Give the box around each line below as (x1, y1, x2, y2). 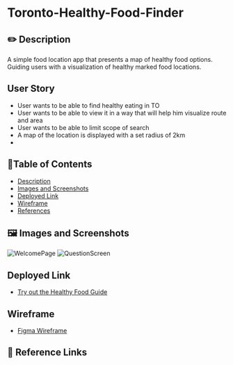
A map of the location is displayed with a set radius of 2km (17, 131, 186, 139)
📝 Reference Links (7, 346, 88, 359)
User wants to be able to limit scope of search (17, 123, 150, 131)
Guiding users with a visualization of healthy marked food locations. (7, 63, 202, 71)
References (17, 206, 51, 215)
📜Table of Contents (7, 159, 93, 170)
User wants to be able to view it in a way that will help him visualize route (17, 108, 227, 117)
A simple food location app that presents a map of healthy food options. (7, 56, 214, 63)
